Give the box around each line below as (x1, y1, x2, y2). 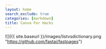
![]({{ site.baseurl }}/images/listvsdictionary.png (5, 34, 102, 39)
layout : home (5, 7, 32, 12)
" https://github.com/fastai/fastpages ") (5, 39, 82, 45)
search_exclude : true (5, 12, 49, 16)
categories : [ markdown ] (5, 16, 54, 21)
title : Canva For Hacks (5, 20, 54, 25)
